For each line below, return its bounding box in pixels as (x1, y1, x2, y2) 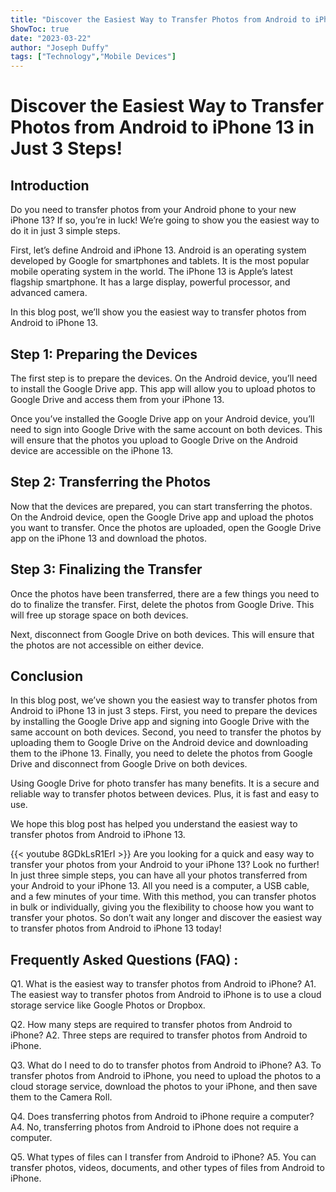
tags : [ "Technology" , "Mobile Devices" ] (10, 52, 177, 62)
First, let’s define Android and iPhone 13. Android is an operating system (10, 244, 307, 256)
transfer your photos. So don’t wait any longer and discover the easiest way (10, 912, 323, 924)
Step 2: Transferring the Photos (10, 474, 212, 491)
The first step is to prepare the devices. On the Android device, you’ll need (10, 372, 318, 384)
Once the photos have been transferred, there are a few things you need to (10, 587, 320, 600)
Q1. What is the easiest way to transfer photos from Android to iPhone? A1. (10, 978, 317, 990)
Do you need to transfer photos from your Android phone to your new (10, 204, 297, 216)
